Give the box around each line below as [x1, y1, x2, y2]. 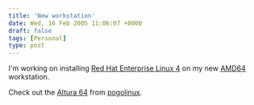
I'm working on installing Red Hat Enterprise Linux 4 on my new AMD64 [8, 63, 246, 73]
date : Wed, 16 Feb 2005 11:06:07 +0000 [8, 19, 143, 27]
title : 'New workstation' [8, 11, 95, 20]
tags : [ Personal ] [8, 34, 67, 42]
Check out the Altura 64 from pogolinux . [8, 87, 143, 97]
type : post [8, 42, 45, 50]
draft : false [8, 26, 52, 34]
